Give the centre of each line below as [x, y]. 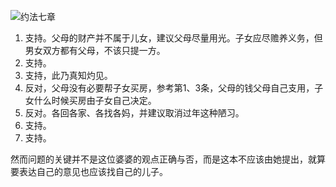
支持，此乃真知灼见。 [68, 75]
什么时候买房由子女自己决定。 [95, 100]
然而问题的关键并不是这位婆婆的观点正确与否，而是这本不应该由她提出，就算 [168, 159]
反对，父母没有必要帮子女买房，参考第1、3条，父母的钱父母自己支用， [169, 88]
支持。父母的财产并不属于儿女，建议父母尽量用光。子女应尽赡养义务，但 [173, 38]
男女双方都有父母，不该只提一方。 [95, 50]
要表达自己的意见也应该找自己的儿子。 [89, 171]
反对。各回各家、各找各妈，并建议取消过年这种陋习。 [134, 113]
